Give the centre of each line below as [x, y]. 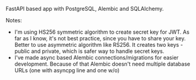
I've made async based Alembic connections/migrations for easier [96, 57]
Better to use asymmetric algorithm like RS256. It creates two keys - [99, 45]
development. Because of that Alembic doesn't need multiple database [102, 64]
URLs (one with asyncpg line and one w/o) [67, 70]
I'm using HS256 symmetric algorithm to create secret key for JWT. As [102, 32]
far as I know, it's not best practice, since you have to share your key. [100, 38]
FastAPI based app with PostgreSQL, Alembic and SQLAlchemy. [85, 9]
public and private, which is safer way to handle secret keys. [89, 51]
